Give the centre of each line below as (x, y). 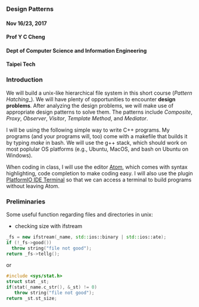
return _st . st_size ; (32, 298)
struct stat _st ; (28, 282)
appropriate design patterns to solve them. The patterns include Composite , (99, 112)
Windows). (19, 155)
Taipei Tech (21, 64)
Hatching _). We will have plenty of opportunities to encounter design (91, 99)
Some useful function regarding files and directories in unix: (80, 214)
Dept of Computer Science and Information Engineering (77, 50)
